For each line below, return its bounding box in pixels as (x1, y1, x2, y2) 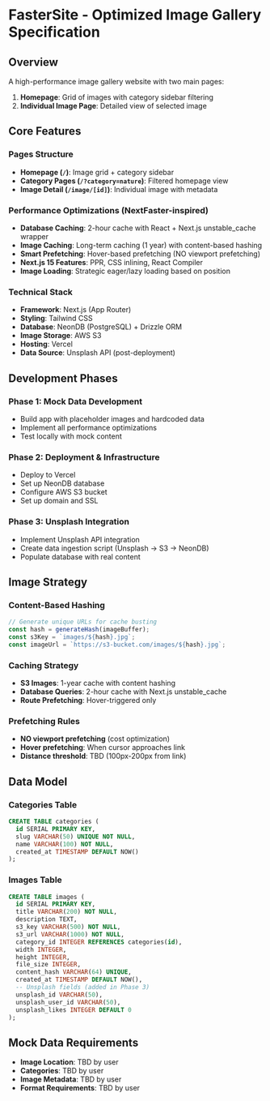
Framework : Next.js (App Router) (19, 305, 132, 315)
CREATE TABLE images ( (8, 893, 85, 901)
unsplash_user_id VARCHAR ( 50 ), (15, 998, 121, 1006)
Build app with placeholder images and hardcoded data (19, 413, 205, 423)
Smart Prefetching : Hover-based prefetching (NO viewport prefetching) (19, 249, 261, 259)
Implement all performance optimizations (19, 422, 158, 432)
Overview (8, 55, 59, 69)
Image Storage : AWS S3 (19, 331, 102, 341)
